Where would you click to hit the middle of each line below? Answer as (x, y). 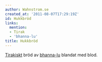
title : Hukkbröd (21, 41)
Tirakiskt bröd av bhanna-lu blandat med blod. (51, 55)
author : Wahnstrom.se (27, 9)
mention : (18, 28)
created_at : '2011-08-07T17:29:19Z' (42, 14)
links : (12, 23)
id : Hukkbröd (18, 18)
